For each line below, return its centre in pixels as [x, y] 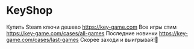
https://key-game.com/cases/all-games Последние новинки [82, 33]
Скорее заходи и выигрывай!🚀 [119, 39]
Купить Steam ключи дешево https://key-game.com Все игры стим [92, 27]
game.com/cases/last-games [43, 39]
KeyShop [30, 10]
